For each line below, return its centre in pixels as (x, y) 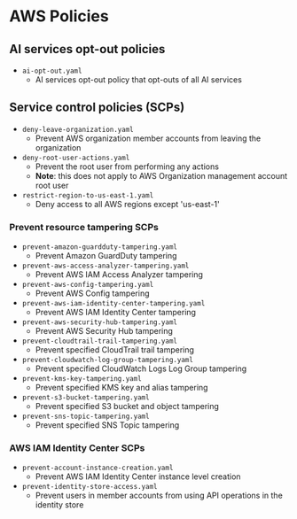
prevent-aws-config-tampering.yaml (88, 285)
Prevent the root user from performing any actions (127, 167)
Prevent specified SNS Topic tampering (107, 425)
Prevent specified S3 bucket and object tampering (127, 407)
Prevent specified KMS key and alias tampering (121, 388)
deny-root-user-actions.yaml (76, 158)
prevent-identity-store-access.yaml (90, 487)
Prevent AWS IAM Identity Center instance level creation (138, 476)
